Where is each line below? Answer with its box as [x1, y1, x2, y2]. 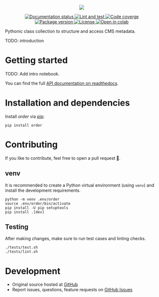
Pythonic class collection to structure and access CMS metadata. [5, 28, 136, 34]
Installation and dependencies [5, 97, 130, 109]
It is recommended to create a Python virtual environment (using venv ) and [5, 182, 155, 188]
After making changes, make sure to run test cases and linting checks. [5, 236, 146, 241]
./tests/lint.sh [5, 249, 38, 254]
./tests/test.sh [5, 245, 38, 250]
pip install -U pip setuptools [5, 205, 69, 210]
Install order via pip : [5, 113, 45, 119]
